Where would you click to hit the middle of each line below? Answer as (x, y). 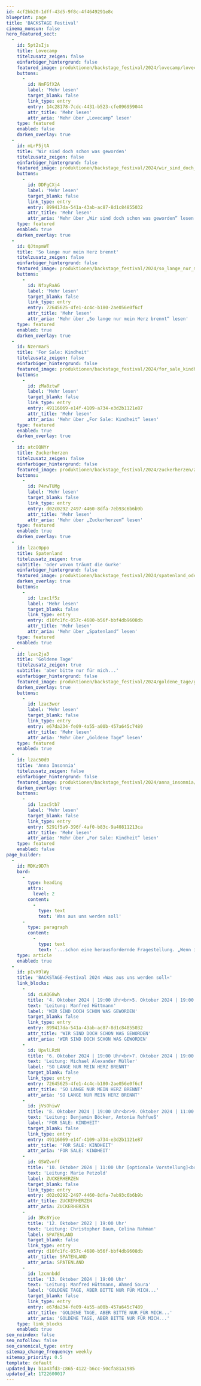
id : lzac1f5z (44, 598)
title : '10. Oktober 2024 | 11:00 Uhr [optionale (91, 1167)
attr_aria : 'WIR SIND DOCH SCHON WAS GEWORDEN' (88, 1039)
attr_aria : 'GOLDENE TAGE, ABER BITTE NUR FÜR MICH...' (99, 1318)
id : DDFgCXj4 (44, 185)
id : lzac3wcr (44, 704)
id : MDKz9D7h (33, 866)
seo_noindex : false (31, 1335)
